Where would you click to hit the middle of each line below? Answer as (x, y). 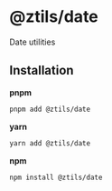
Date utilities (33, 42)
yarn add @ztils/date (50, 143)
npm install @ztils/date (56, 177)
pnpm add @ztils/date (50, 109)
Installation (42, 70)
